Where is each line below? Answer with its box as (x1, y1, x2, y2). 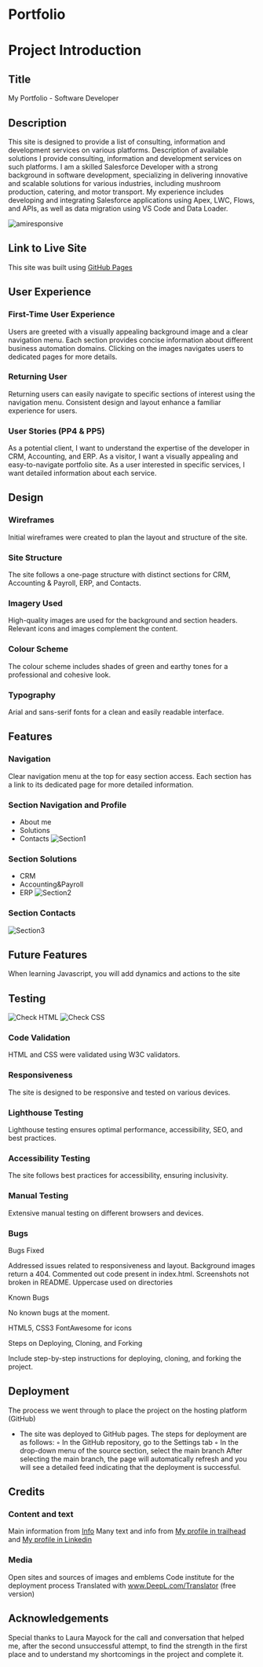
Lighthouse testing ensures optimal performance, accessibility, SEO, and (8, 1125, 243, 1135)
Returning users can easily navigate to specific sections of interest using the (8, 389, 255, 398)
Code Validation (8, 1033, 71, 1044)
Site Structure (8, 552, 63, 563)
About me (19, 817, 52, 826)
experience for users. (8, 406, 78, 415)
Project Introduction (8, 42, 142, 60)
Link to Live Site (8, 242, 87, 255)
